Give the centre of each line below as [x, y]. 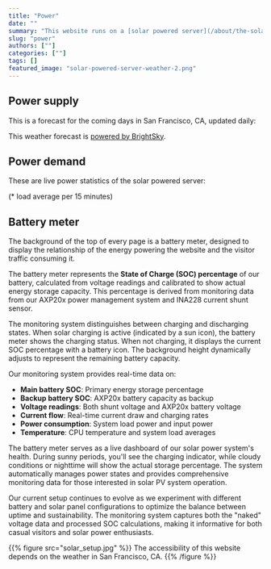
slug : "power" [32, 38]
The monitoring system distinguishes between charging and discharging [128, 324]
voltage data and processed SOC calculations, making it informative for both [135, 524]
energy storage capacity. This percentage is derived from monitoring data [131, 291]
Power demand [47, 161]
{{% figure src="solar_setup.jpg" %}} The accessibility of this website [125, 548]
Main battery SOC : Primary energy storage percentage [112, 390]
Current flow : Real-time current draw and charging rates [114, 416]
